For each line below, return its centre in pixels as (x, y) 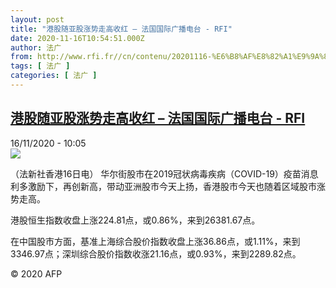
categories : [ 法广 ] (54, 76)
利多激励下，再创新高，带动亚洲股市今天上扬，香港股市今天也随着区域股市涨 (168, 186)
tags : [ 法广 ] (40, 66)
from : (21, 57)
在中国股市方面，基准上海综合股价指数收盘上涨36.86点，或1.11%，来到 (155, 241)
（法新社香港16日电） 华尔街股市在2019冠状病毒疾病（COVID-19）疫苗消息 (164, 173)
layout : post (37, 19)
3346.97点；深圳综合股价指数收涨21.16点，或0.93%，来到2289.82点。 (156, 253)
